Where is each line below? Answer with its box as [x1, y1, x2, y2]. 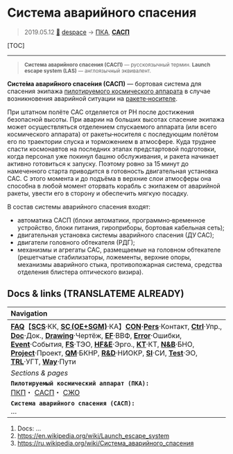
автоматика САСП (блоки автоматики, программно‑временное [17, 216, 206, 224]
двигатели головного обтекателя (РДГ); [17, 238, 135, 246]
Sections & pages [10, 368, 68, 378]
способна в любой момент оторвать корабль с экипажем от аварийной [7, 181, 221, 190]
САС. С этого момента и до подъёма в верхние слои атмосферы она [7, 174, 212, 182]
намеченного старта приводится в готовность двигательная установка [7, 167, 218, 175]
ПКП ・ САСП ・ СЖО [10, 387, 80, 397]
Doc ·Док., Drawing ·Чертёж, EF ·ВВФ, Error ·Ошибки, [10, 330, 182, 340]
